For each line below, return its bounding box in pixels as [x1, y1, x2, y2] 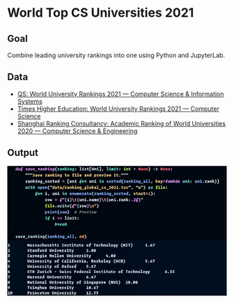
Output [7, 147, 38, 159]
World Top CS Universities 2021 [7, 5, 194, 21]
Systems [17, 97, 43, 105]
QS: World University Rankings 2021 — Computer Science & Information [17, 89, 224, 98]
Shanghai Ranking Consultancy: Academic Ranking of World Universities [17, 119, 226, 127]
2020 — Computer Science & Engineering [17, 127, 138, 135]
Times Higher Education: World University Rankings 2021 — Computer [17, 104, 219, 113]
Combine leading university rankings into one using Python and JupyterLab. [7, 51, 225, 59]
